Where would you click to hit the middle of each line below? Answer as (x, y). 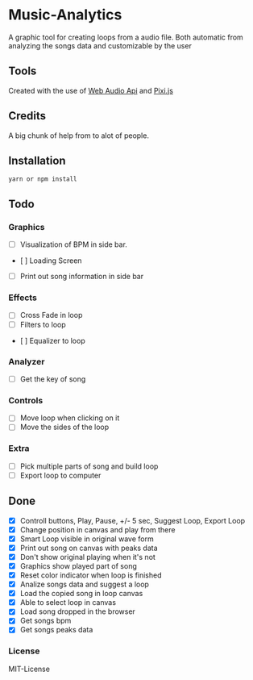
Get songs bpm (46, 621)
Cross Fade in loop (51, 315)
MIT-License (29, 669)
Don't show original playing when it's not (87, 557)
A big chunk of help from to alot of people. (79, 136)
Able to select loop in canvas (68, 603)
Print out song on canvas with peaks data (89, 548)
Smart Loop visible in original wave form (87, 539)
